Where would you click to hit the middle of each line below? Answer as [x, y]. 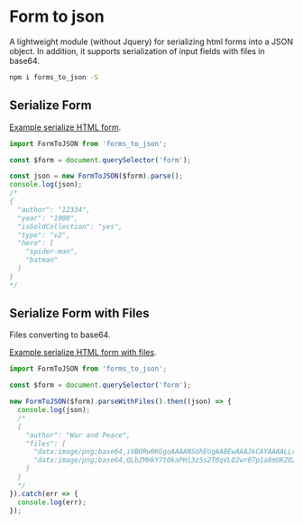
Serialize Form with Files [80, 313]
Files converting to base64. [60, 335]
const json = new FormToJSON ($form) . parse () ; [96, 176]
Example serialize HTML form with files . [83, 353]
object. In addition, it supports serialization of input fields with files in [137, 51]
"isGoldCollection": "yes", [70, 226]
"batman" [42, 260]
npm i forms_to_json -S [54, 77]
